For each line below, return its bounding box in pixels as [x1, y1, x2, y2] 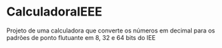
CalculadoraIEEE [6, 4, 103, 20]
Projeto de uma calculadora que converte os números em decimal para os [6, 26, 215, 34]
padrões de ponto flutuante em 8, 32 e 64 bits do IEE [6, 33, 156, 41]
